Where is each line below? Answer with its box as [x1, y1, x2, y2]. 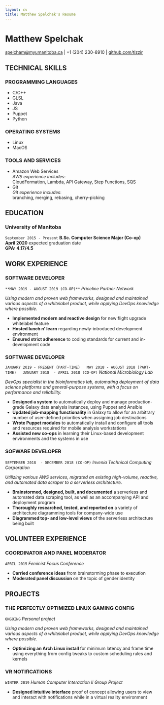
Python [12, 116, 27, 122]
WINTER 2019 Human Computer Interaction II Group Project [5, 679, 123, 685]
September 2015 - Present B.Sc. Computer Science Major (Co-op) [5, 235, 141, 241]
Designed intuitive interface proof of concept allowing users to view [12, 689, 153, 695]
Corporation [5, 465, 30, 470]
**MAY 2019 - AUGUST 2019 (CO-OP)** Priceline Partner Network [5, 286, 134, 292]
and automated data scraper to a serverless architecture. [5, 479, 122, 485]
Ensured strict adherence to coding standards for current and [12, 336, 139, 342]
